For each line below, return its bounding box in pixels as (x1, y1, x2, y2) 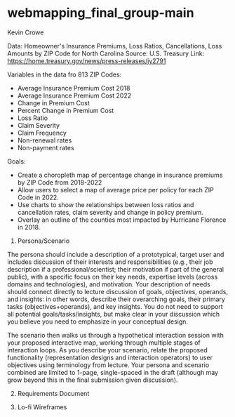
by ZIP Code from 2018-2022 (17, 178, 102, 187)
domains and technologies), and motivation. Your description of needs (7, 279, 210, 289)
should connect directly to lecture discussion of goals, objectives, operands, (7, 287, 228, 296)
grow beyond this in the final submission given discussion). (7, 376, 178, 384)
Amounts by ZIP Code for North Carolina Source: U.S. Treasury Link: (7, 49, 205, 58)
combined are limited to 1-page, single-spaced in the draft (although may (7, 368, 219, 376)
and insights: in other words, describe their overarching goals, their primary (7, 295, 226, 303)
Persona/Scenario (17, 237, 70, 245)
